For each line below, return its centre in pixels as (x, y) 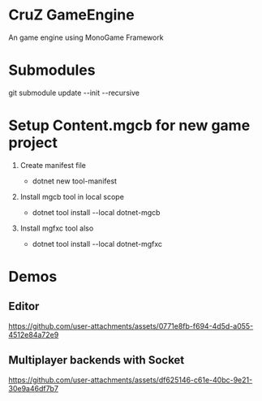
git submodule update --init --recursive (74, 93)
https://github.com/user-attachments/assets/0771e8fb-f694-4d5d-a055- (131, 326)
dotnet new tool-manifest (75, 181)
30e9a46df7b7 (34, 388)
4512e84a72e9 (34, 334)
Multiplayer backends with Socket (97, 360)
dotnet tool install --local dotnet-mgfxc (97, 244)
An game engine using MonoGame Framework (86, 37)
